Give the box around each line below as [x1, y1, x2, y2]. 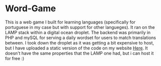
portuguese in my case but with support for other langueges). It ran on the [5, 24, 155, 30]
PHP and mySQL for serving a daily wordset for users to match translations [5, 35, 156, 41]
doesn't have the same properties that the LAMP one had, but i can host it [5, 50, 154, 56]
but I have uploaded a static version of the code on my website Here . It [5, 45, 148, 51]
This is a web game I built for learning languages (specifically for [5, 19, 136, 25]
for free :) [5, 55, 24, 61]
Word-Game [5, 3, 56, 14]
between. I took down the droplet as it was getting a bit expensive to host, [5, 40, 154, 45]
